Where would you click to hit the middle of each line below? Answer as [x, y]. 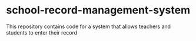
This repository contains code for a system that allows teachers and [89, 26]
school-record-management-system [98, 10]
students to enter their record [42, 32]
